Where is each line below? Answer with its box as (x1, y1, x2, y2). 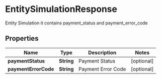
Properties (5, 34, 39, 43)
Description (88, 49, 117, 56)
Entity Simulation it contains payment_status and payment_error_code (5, 20, 148, 26)
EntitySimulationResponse (5, 3, 118, 15)
